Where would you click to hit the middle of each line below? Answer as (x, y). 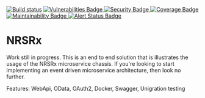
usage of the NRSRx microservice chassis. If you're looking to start (91, 63)
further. (16, 77)
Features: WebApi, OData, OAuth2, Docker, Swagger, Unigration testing (96, 88)
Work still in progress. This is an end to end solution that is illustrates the (97, 57)
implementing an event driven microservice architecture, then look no (94, 70)
